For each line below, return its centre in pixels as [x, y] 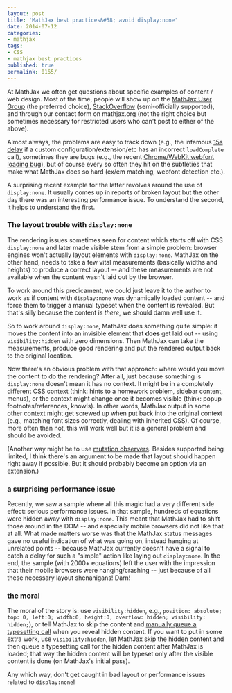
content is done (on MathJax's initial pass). [69, 661]
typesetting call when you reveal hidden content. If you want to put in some [115, 632]
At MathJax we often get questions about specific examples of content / [110, 92]
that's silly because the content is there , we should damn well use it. [105, 312]
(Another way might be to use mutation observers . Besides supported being [115, 449]
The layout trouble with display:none [70, 225]
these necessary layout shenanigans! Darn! [69, 578]
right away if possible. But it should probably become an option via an [107, 463]
